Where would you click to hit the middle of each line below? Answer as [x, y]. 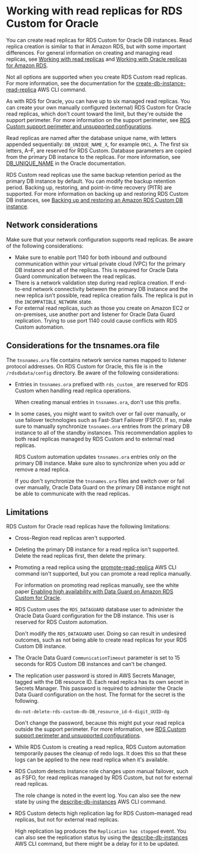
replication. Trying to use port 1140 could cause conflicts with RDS [96, 320]
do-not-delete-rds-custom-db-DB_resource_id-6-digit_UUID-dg [92, 712]
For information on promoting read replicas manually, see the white [97, 585]
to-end [23, 289]
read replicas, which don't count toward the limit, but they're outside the [94, 114]
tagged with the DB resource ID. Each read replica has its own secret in [102, 682]
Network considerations [52, 225]
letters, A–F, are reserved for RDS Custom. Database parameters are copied [99, 151]
